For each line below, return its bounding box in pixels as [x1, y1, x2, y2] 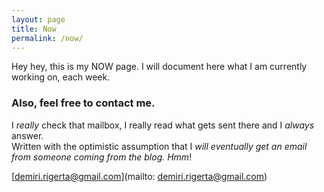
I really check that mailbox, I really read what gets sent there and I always [11, 119, 315, 131]
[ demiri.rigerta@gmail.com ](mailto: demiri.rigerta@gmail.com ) [11, 170, 268, 182]
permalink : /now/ [11, 33, 84, 43]
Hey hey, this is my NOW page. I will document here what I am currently [11, 61, 308, 73]
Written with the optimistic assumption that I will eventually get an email [11, 140, 308, 152]
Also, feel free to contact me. [11, 96, 156, 110]
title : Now [11, 24, 57, 34]
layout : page [11, 14, 66, 25]
